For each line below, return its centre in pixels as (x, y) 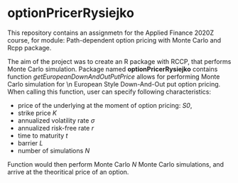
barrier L (30, 143)
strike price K (37, 113)
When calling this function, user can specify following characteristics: (109, 91)
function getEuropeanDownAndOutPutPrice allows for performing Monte (114, 77)
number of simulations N (54, 150)
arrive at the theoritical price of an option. (68, 172)
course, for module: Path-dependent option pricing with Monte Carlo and (114, 40)
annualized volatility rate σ (56, 120)
